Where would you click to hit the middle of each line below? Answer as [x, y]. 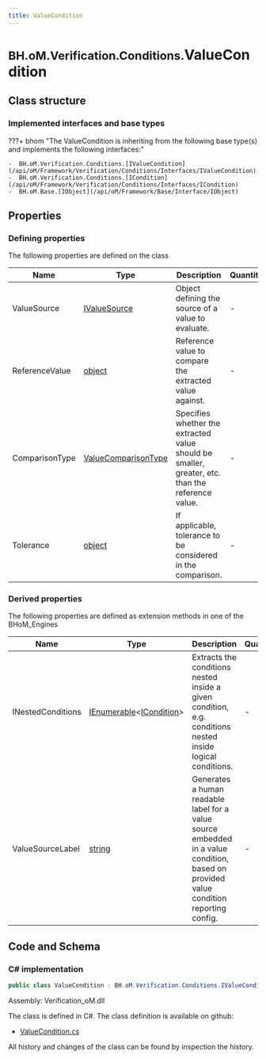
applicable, [196, 526]
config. [205, 919]
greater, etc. [198, 473]
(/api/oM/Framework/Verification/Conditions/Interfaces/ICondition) [123, 184]
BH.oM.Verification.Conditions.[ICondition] [93, 178]
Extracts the [215, 658]
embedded [212, 839]
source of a [196, 309]
